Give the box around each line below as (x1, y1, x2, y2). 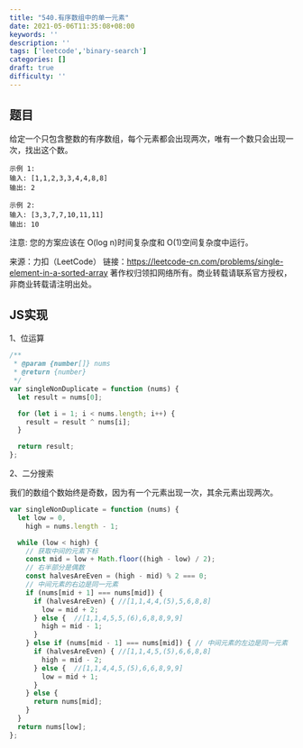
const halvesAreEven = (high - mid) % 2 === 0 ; (25, 571, 207, 581)
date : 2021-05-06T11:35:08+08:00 (9, 22, 135, 31)
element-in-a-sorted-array (9, 267, 108, 278)
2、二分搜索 (9, 468, 54, 479)
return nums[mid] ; (32, 698, 103, 707)
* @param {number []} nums (13, 360, 111, 369)
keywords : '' (9, 30, 59, 39)
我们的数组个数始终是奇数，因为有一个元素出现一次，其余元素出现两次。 (9, 488, 278, 497)
